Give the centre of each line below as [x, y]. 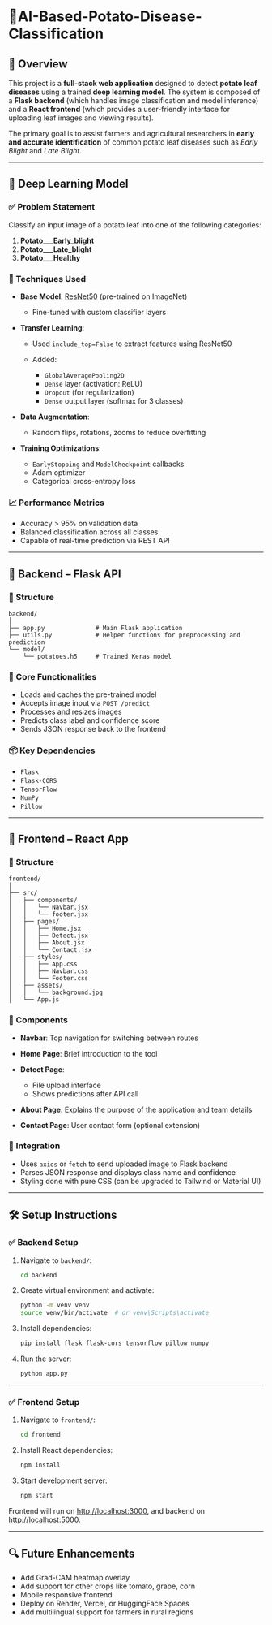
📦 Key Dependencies [52, 750]
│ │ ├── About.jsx [47, 943]
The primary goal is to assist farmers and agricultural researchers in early [132, 134]
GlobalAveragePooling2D [84, 376]
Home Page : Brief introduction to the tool [89, 1053]
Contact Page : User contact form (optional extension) [110, 1125]
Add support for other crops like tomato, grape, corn [108, 1586]
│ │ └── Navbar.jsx [49, 908]
